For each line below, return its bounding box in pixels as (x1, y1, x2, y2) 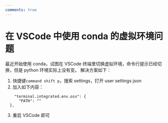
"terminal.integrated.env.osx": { (14, 94, 86, 99)
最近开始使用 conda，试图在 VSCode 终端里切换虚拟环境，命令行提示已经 (5, 61, 157, 67)
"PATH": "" (18, 98, 42, 103)
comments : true (5, 7, 37, 13)
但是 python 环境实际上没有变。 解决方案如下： (14, 67, 111, 73)
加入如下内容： (12, 84, 44, 90)
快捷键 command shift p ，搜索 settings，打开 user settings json (12, 77, 142, 83)
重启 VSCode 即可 (12, 112, 50, 118)
